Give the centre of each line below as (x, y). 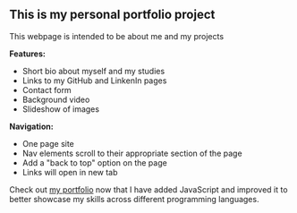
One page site (48, 143)
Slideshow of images (61, 109)
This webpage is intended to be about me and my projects (117, 36)
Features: (28, 54)
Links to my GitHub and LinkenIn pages (94, 81)
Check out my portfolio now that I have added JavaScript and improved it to (148, 189)
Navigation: (31, 126)
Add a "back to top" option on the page (94, 162)
